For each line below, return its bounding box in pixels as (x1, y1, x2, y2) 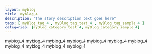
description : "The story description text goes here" (5, 16, 117, 21)
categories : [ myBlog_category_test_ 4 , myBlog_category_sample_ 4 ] (5, 25, 140, 30)
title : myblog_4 (5, 12, 38, 16)
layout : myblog (5, 7, 36, 12)
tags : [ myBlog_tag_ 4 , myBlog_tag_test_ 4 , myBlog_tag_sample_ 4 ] (5, 20, 145, 26)
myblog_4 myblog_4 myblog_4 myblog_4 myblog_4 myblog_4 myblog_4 (5, 38, 148, 44)
